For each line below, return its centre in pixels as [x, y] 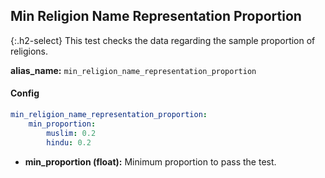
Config [25, 93]
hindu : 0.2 [69, 142]
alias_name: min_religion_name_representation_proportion [133, 70]
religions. [29, 51]
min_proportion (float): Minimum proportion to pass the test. [150, 161]
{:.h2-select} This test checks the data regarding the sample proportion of [163, 40]
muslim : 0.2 [71, 133]
